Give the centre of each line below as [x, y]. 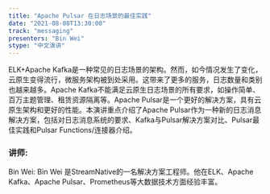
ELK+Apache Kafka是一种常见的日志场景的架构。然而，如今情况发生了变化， [135, 70]
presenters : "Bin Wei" [46, 38]
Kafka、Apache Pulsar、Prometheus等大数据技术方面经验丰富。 [115, 182]
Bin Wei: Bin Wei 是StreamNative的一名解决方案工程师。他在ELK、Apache [131, 172]
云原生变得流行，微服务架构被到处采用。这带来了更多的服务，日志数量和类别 [135, 80]
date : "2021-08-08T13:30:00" [57, 23]
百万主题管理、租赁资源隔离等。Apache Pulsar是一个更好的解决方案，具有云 [135, 100]
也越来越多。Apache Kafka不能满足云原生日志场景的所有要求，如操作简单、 [134, 90]
